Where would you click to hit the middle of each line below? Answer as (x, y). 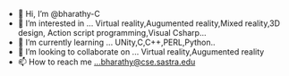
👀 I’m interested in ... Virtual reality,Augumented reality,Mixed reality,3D (149, 23)
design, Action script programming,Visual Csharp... (112, 33)
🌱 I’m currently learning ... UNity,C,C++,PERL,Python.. (117, 42)
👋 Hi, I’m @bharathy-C (59, 14)
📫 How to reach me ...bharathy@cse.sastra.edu (106, 62)
